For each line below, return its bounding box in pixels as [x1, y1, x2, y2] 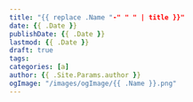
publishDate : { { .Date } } [9, 29, 105, 38]
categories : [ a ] [9, 63, 69, 72]
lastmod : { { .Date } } [9, 37, 90, 47]
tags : [9, 54, 29, 63]
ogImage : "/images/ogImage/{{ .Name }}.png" [9, 79, 177, 88]
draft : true [9, 46, 53, 55]
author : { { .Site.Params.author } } [9, 71, 141, 80]
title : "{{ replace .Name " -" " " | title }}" [9, 12, 185, 22]
